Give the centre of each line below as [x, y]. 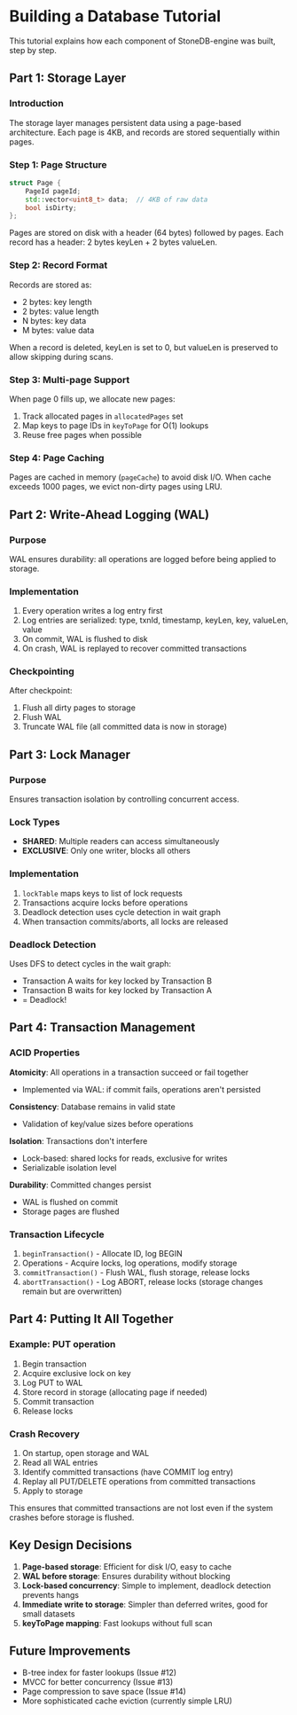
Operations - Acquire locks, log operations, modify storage [129, 1263]
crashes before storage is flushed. [72, 1517]
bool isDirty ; [51, 208]
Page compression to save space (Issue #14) [104, 1691]
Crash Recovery [44, 1434]
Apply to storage [52, 1491]
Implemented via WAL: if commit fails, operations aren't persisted [141, 1089]
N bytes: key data [54, 320]
